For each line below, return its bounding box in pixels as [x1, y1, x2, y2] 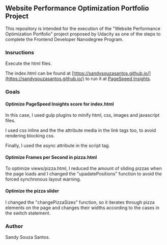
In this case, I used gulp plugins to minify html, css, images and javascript [5, 112, 160, 118]
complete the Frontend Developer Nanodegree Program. [5, 36, 124, 42]
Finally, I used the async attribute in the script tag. [5, 143, 110, 149]
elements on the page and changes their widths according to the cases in [5, 204, 159, 211]
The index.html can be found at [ [5, 71, 74, 77]
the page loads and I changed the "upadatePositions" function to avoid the [5, 171, 162, 177]
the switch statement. [5, 210, 51, 216]
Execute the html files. [5, 60, 52, 66]
